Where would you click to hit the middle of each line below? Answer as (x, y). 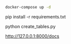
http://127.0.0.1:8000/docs (32, 36)
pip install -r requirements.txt (35, 16)
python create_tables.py (30, 26)
